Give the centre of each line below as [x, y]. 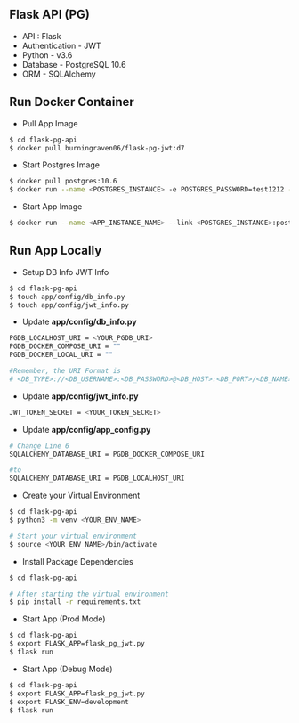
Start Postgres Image [61, 165]
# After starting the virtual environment [89, 594]
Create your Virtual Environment [81, 496]
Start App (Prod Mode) [64, 619]
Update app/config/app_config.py [86, 429]
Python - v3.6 [47, 55]
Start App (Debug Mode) [67, 669]
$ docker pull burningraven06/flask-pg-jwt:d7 [97, 148]
